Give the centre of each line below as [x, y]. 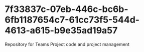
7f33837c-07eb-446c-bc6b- [66, 9]
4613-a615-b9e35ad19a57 [61, 30]
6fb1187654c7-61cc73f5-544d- [72, 20]
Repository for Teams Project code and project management [67, 44]
